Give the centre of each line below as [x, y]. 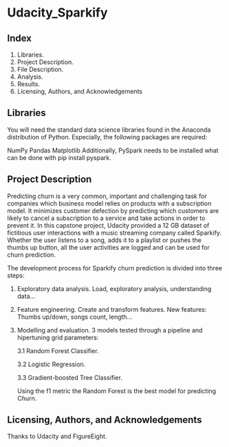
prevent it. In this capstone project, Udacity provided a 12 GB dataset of [108, 225]
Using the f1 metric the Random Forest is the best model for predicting [117, 390]
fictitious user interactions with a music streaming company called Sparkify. [115, 232]
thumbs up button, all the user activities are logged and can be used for [108, 247]
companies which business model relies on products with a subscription [109, 203]
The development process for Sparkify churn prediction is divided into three [115, 268]
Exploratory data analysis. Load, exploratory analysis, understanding [114, 288]
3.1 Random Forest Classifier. [58, 350]
